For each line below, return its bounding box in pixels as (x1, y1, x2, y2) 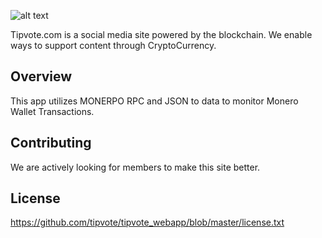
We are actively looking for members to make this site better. (10, 161, 261, 173)
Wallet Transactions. (10, 105, 95, 117)
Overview (10, 68, 73, 85)
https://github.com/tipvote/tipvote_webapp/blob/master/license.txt (10, 216, 285, 229)
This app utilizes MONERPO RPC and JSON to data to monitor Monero (10, 95, 299, 107)
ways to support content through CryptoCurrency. (10, 40, 217, 51)
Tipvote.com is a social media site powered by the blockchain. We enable (10, 29, 313, 40)
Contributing (10, 135, 92, 152)
